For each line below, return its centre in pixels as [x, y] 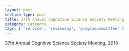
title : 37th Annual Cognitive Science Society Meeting [64, 19]
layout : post [19, 10]
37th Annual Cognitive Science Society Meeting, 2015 [61, 43]
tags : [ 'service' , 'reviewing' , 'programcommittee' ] [64, 29]
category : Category [26, 24]
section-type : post [26, 15]
